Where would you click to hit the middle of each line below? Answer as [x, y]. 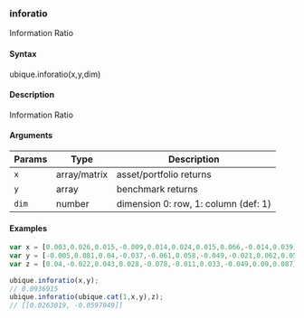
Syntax [23, 53]
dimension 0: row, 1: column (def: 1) [194, 203]
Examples [28, 228]
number [72, 203]
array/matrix [82, 174]
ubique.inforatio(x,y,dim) [55, 74]
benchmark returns [157, 189]
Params [31, 159]
